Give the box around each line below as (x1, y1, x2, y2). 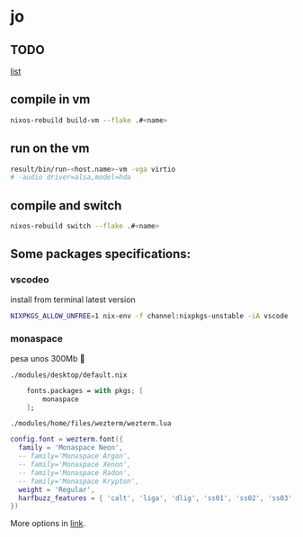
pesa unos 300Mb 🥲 (10, 353, 85, 363)
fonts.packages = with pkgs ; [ (26, 386, 144, 395)
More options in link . (10, 518, 86, 529)
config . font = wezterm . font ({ (10, 434, 124, 444)
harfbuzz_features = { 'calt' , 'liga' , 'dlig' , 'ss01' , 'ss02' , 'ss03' (18, 493, 293, 503)
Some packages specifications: (10, 246, 192, 262)
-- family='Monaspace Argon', (18, 452, 131, 461)
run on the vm (10, 141, 90, 157)
